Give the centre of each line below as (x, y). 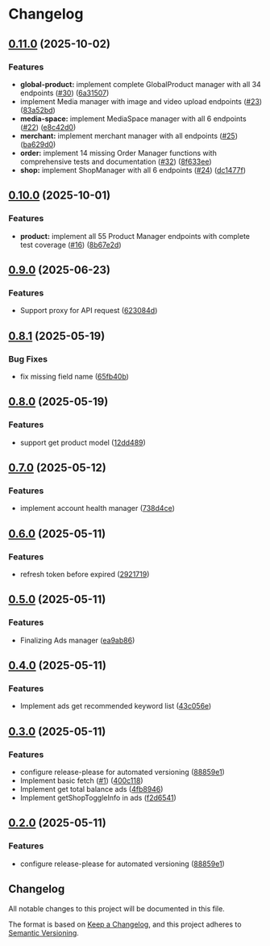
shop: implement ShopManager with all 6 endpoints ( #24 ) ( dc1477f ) (133, 170)
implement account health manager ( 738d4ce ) (97, 509)
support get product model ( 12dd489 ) (83, 442)
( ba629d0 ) (38, 144)
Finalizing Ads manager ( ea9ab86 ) (77, 640)
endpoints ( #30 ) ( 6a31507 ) (64, 93)
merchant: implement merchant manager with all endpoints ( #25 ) (129, 136)
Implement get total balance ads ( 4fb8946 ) (91, 789)
